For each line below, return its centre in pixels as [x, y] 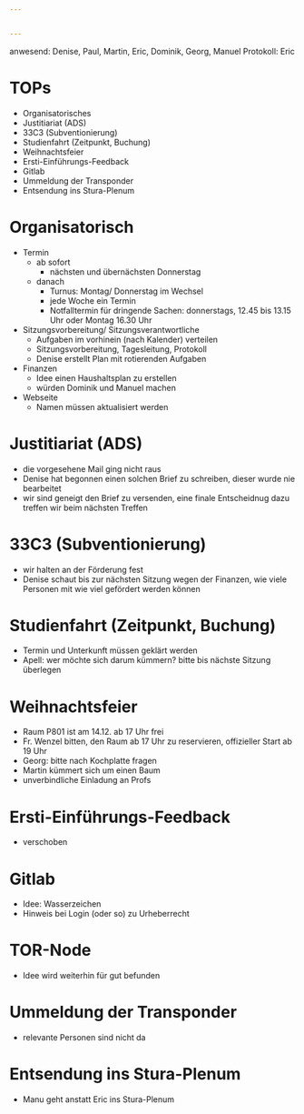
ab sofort [53, 262]
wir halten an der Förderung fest [83, 569]
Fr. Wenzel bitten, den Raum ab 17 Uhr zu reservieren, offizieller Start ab [157, 741]
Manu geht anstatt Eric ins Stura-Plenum [98, 1099]
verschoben [45, 842]
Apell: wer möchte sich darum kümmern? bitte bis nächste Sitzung [147, 660]
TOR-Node [50, 950]
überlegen [42, 670]
